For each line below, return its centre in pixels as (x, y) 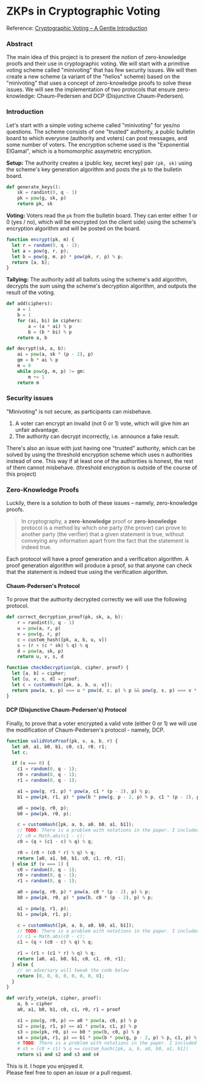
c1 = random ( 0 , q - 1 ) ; (47, 769)
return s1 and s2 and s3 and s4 (58, 1055)
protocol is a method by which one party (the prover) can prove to (104, 528)
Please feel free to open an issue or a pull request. (69, 1073)
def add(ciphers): (29, 304)
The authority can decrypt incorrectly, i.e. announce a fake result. (97, 436)
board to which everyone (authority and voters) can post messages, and (97, 138)
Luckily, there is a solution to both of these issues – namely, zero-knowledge (102, 503)
